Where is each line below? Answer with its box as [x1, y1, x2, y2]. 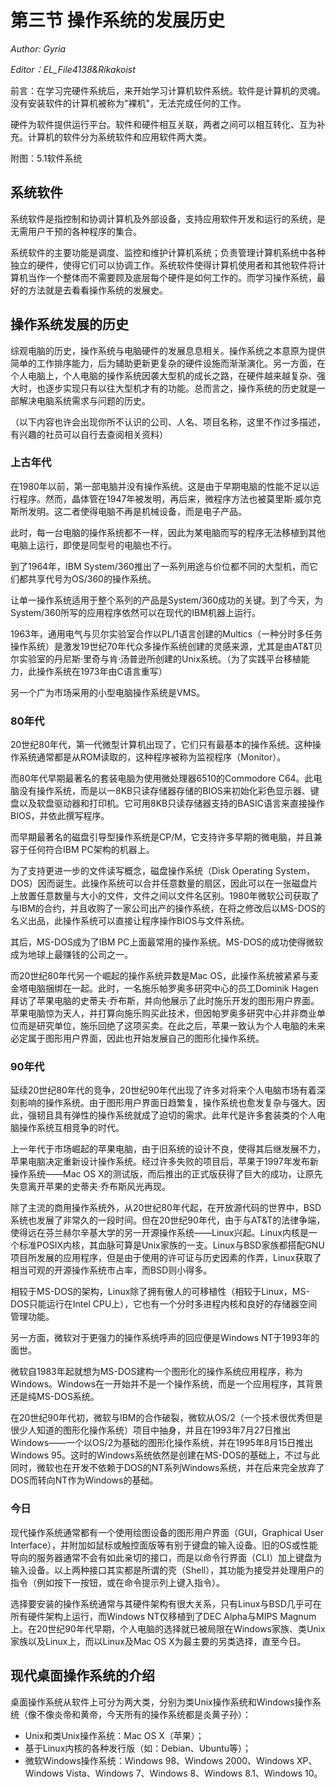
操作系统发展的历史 [10, 316, 129, 333]
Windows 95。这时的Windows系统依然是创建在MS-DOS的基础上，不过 [10, 1449, 303, 1461]
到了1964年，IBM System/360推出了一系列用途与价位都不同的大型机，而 [10, 560, 310, 572]
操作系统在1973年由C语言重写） [36, 665, 168, 677]
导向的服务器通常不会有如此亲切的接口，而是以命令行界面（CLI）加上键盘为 [10, 1551, 322, 1563]
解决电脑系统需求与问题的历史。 [18, 394, 151, 406]
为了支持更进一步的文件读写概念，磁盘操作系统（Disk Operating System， [10, 865, 315, 877]
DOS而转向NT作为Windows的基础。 [10, 1474, 159, 1486]
